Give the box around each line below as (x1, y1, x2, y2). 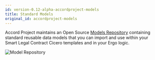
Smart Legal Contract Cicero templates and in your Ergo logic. (5, 40, 130, 46)
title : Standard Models (5, 12, 54, 17)
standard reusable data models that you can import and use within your (5, 35, 149, 40)
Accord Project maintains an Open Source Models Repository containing (5, 30, 151, 36)
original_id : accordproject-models (5, 16, 77, 21)
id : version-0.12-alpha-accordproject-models (5, 7, 99, 12)
